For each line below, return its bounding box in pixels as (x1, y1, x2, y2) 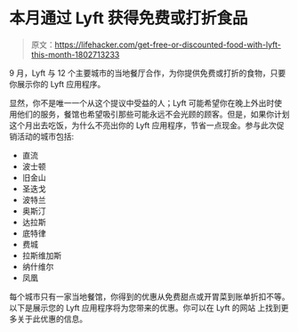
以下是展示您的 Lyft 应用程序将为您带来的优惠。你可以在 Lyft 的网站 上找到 (9, 302, 282, 312)
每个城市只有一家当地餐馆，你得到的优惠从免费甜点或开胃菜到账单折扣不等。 (9, 291, 290, 302)
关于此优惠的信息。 (16, 313, 87, 324)
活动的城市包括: (16, 131, 75, 142)
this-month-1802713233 (30, 49, 120, 60)
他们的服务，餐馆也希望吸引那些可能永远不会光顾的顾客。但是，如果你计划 (16, 109, 290, 119)
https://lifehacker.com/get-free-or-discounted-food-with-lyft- (54, 39, 282, 50)
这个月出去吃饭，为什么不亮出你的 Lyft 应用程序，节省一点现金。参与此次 (9, 119, 278, 130)
